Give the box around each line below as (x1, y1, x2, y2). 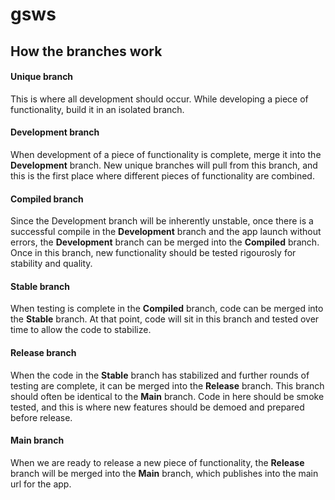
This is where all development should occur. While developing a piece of (10, 93, 309, 105)
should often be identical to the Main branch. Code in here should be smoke (10, 390, 325, 402)
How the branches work (10, 43, 163, 60)
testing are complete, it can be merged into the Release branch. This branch (10, 379, 325, 392)
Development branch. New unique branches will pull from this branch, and (10, 159, 318, 171)
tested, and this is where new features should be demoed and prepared (10, 401, 305, 413)
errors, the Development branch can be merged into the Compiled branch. (10, 236, 320, 248)
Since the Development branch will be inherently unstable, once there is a (10, 215, 314, 227)
